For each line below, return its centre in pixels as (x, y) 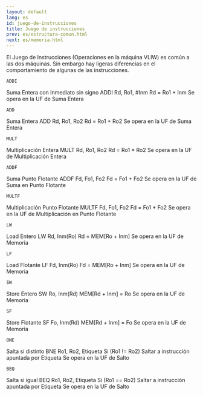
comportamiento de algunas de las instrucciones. (68, 70)
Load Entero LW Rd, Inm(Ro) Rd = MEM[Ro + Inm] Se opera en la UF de (95, 236)
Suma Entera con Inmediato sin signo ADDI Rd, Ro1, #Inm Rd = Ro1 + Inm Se (101, 92)
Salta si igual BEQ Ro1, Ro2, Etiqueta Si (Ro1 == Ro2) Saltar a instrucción (96, 380)
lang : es (17, 18)
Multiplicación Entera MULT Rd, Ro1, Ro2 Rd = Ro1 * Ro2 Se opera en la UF (99, 150)
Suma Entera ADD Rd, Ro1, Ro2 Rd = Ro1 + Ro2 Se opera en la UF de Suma (99, 121)
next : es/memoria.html (35, 40)
